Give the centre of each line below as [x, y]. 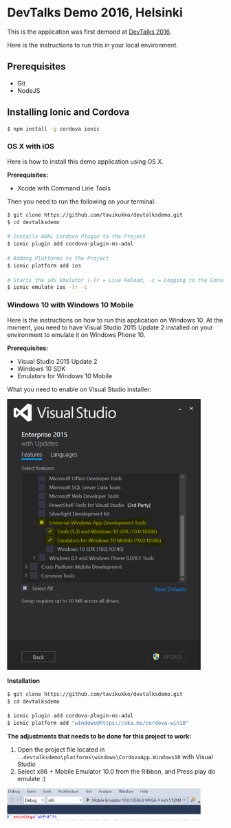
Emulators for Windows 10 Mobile [64, 375]
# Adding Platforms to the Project [58, 258]
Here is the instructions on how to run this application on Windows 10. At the [115, 320]
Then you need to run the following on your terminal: [81, 201]
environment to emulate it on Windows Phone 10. [76, 334]
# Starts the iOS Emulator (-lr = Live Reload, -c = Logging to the [107, 280]
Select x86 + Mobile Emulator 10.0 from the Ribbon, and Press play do [116, 772]
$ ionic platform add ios [44, 265]
